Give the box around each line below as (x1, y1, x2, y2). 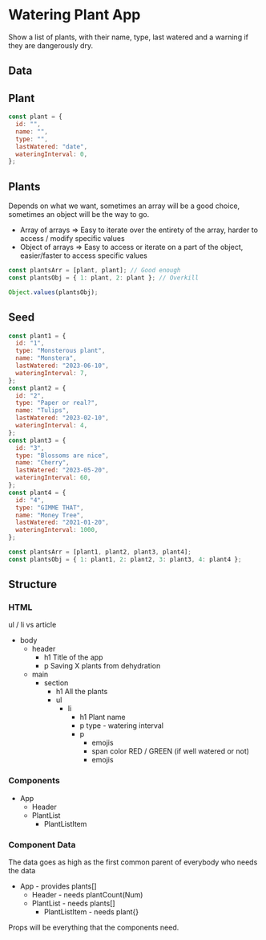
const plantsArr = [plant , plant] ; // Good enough (8, 267, 181, 275)
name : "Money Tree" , (15, 511, 84, 519)
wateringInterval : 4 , (15, 422, 88, 430)
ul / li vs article (8, 620, 57, 630)
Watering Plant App (8, 6, 141, 24)
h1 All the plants (55, 687, 108, 697)
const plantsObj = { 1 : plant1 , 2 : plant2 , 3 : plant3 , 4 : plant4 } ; (8, 555, 242, 563)
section (43, 678, 69, 688)
